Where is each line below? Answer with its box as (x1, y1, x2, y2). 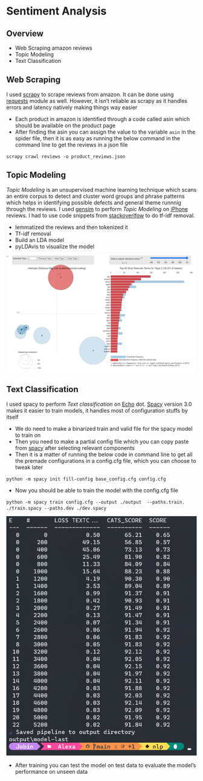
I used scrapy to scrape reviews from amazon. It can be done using (6, 91, 174, 98)
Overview (6, 28, 44, 39)
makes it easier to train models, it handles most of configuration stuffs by (6, 407, 188, 414)
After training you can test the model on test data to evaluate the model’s (14, 762, 196, 769)
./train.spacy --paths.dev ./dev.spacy (6, 505, 107, 511)
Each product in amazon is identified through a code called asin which (14, 115, 190, 122)
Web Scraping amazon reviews (14, 44, 92, 51)
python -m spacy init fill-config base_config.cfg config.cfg (6, 476, 166, 482)
